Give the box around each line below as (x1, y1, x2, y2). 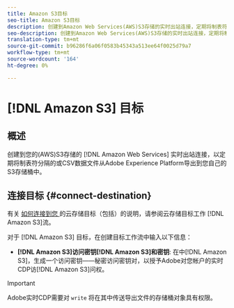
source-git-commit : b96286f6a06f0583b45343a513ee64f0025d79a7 (7, 43, 192, 49)
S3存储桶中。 (7, 167, 46, 176)
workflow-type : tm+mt (7, 49, 70, 56)
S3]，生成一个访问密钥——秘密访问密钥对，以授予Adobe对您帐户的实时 (17, 256, 224, 265)
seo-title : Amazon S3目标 (7, 17, 80, 24)
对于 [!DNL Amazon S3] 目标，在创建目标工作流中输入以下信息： (7, 233, 193, 241)
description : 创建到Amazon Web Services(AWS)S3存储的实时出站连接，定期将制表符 (7, 23, 228, 30)
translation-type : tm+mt (7, 36, 79, 43)
